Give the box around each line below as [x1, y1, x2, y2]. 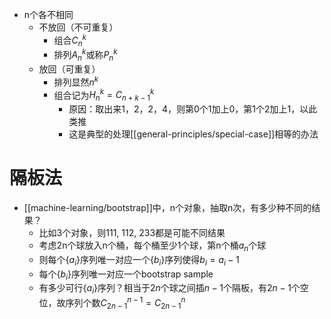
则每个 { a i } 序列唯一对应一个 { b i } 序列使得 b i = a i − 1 [38, 253, 240, 268]
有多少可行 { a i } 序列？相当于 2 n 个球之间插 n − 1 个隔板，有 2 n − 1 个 [38, 282, 301, 297]
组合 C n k [53, 33, 87, 48]
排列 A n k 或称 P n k [53, 47, 118, 63]
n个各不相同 [23, 9, 74, 20]
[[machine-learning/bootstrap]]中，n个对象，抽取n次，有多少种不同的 [23, 201, 312, 213]
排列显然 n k [53, 74, 99, 88]
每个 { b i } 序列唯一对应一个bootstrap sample [38, 268, 214, 282]
